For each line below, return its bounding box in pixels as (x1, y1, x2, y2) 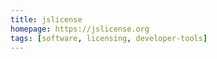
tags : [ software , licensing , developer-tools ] (10, 33, 208, 43)
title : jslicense (10, 14, 83, 25)
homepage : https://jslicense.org (10, 24, 150, 34)
